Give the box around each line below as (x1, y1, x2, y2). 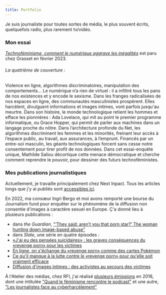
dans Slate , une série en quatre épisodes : (12, 232, 100, 238)
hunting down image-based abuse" (12, 226, 85, 232)
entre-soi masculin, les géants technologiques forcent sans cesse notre (5, 141, 153, 147)
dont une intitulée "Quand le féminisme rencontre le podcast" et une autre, (5, 278, 159, 285)
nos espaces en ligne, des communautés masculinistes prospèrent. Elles (5, 98, 155, 104)
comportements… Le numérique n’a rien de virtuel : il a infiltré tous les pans (5, 88, 161, 94)
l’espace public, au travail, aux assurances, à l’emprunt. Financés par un (5, 135, 153, 141)
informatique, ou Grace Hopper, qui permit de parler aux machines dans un (5, 119, 160, 125)
